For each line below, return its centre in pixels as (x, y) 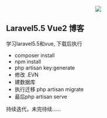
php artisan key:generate (45, 68)
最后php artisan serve (41, 96)
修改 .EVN (27, 74)
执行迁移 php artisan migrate (49, 89)
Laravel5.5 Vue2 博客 (45, 28)
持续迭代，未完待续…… (34, 109)
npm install (28, 61)
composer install (34, 55)
